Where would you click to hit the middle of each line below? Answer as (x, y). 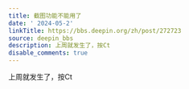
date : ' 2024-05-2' (41, 23)
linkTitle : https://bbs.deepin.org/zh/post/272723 (95, 30)
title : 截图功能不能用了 (45, 16)
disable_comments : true (48, 53)
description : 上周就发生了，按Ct (60, 46)
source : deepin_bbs (41, 38)
